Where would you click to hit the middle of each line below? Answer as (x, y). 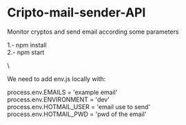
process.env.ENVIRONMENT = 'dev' (59, 99)
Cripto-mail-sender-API (76, 13)
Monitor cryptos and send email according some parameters (93, 32)
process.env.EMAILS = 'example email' (62, 92)
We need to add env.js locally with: (56, 79)
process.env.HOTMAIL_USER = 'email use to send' (79, 106)
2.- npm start (26, 52)
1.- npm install (27, 45)
